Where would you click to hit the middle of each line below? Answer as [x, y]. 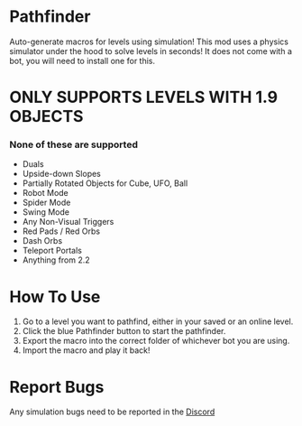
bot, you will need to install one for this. [82, 60]
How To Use [55, 296]
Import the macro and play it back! [86, 350]
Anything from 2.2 [56, 260]
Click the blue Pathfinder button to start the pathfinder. [124, 331]
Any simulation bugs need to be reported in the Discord [112, 412]
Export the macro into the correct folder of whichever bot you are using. [156, 341]
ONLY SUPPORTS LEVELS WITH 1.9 [143, 97]
